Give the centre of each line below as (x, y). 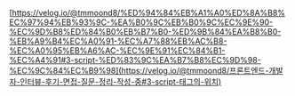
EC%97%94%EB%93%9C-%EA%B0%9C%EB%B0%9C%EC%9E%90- (141, 22)
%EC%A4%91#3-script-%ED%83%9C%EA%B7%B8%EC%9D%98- (136, 60)
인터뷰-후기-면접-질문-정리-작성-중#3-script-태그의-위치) (121, 82)
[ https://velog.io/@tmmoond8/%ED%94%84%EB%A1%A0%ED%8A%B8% (147, 13)
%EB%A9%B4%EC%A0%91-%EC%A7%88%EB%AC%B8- (118, 41)
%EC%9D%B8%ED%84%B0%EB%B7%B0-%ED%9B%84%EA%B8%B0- (145, 32)
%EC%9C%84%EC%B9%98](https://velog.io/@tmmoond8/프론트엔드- (139, 71)
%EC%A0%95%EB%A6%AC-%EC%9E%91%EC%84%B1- (117, 51)
